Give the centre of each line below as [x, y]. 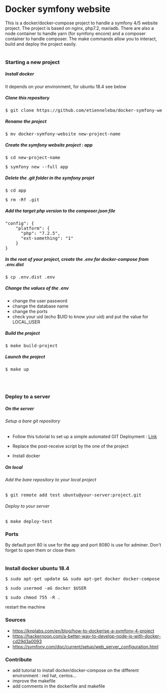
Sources [15, 620]
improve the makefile [34, 681]
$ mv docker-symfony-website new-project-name [63, 134]
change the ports [30, 311]
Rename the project [26, 121]
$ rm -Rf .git [22, 199]
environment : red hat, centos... [44, 676]
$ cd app [16, 190]
